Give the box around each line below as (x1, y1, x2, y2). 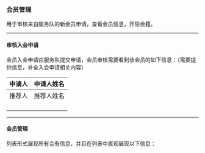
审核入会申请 (6, 41, 38, 48)
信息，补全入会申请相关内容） (11, 63, 87, 71)
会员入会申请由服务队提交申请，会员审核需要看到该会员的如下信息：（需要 (6, 56, 191, 63)
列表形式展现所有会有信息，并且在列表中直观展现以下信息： (6, 140, 156, 147)
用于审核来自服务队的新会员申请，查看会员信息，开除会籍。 (6, 20, 156, 28)
